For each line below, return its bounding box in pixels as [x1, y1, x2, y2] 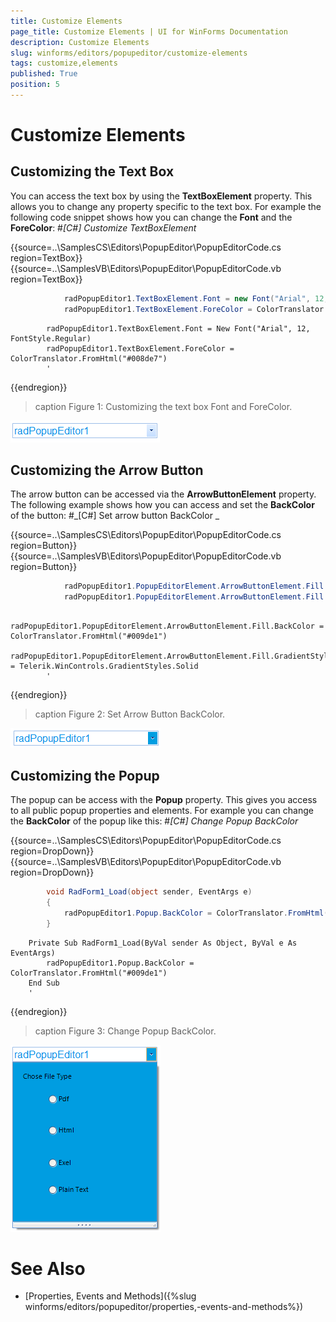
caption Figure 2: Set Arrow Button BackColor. [34, 708, 226, 720]
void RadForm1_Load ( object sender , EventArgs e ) [46, 887, 253, 897]
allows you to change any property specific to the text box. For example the [10, 200, 322, 212]
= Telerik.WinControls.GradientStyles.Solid [10, 661, 199, 672]
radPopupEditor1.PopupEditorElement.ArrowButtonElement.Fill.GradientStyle [10, 651, 333, 662]
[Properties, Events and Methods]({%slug [24, 1290, 197, 1302]
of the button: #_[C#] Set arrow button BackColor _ [10, 510, 220, 522]
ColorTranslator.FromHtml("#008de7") [10, 353, 168, 364]
